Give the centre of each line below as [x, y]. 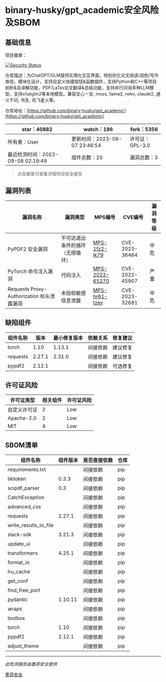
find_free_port [24, 590]
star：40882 [37, 129]
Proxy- [39, 289]
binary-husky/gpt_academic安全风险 [82, 10]
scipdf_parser [24, 488]
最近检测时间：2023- [33, 154]
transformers [23, 553]
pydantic [18, 600]
